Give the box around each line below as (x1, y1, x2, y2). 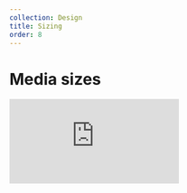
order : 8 (9, 30, 42, 39)
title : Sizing (9, 22, 63, 31)
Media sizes (9, 69, 101, 89)
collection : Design (9, 13, 83, 23)
